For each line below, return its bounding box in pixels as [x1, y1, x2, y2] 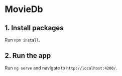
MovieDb [5, 4, 43, 15]
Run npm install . [5, 37, 41, 43]
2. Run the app [5, 51, 51, 60]
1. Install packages [5, 24, 64, 32]
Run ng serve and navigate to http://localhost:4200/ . [5, 64, 117, 71]
